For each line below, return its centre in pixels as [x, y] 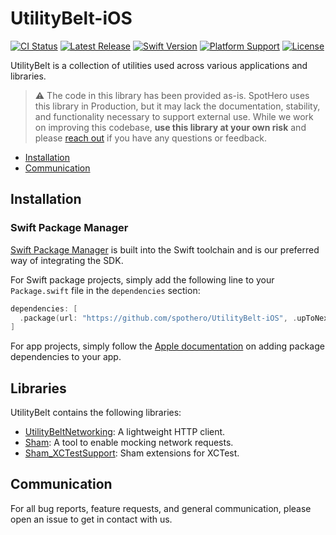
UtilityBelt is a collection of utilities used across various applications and [159, 65]
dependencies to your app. [66, 357]
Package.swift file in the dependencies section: [105, 290]
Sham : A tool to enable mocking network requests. [129, 443]
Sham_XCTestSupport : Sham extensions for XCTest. [132, 453]
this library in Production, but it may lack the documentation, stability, [177, 106]
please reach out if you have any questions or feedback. [151, 138]
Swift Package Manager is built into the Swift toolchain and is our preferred [165, 249]
